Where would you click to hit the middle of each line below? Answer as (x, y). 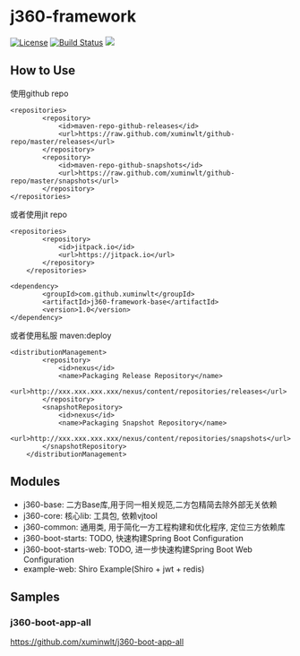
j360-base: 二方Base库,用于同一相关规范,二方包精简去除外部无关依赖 (150, 505)
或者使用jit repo (39, 214)
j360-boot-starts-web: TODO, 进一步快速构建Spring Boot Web (138, 549)
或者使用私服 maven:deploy (61, 335)
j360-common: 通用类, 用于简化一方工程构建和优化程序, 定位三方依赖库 (154, 527)
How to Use (43, 70)
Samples (35, 596)
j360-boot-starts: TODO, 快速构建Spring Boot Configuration (133, 538)
